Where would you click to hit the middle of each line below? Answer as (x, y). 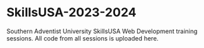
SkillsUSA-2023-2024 (72, 13)
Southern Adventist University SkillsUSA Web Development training (102, 31)
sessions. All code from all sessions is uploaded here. (83, 38)
